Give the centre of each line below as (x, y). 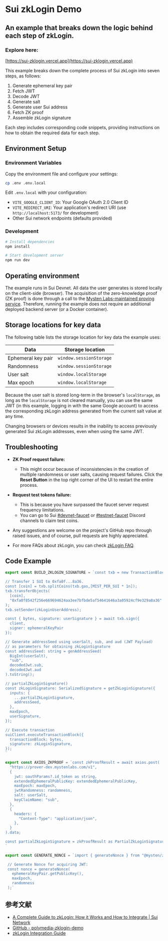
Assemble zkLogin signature (42, 118)
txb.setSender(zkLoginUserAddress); (43, 610)
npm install (17, 246)
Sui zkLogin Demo (43, 9)
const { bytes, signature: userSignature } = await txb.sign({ (72, 619)
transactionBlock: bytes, (37, 740)
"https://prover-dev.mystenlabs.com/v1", (53, 767)
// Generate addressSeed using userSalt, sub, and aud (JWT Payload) (79, 642)
